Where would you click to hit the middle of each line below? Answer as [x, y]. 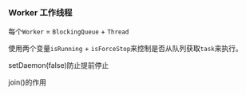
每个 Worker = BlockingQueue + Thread [69, 32]
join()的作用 [27, 82]
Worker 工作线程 [40, 12]
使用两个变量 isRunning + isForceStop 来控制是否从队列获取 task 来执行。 [125, 49]
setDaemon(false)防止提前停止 [59, 65]
